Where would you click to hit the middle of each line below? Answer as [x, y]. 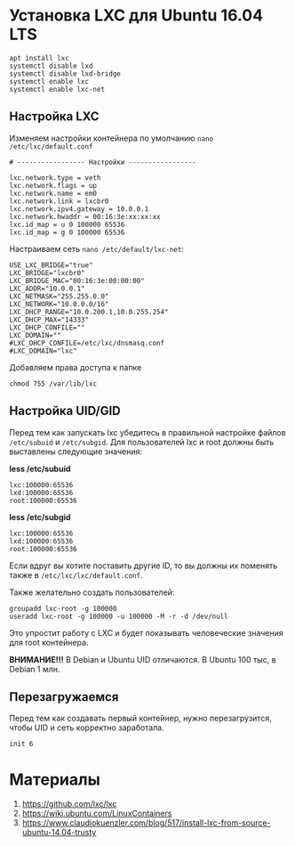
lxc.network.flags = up [53, 185]
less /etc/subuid [40, 468]
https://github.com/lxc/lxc [69, 804]
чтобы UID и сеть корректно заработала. [87, 728]
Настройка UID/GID [65, 411]
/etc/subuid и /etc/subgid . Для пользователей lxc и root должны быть [142, 442]
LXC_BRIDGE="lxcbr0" [48, 273]
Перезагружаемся [64, 697]
